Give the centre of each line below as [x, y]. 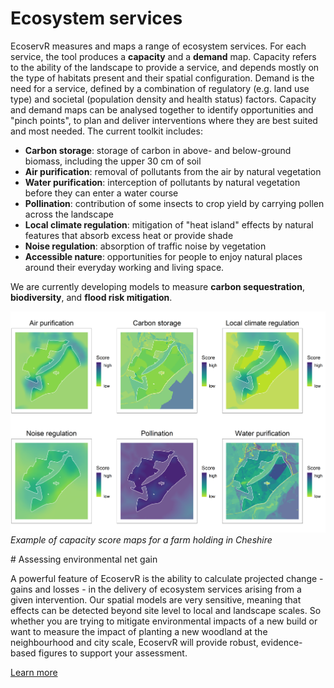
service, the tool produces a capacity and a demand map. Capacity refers [163, 56]
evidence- [281, 643]
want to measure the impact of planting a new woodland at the [139, 632]
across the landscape [69, 214]
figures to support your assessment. [113, 653]
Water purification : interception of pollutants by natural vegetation [162, 182]
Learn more [34, 673]
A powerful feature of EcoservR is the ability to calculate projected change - [167, 579]
